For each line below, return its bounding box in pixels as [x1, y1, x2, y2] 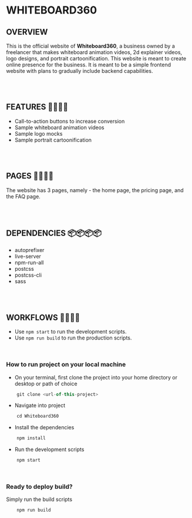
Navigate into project [14, 402, 66, 409]
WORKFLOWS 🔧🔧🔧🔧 [6, 312, 80, 322]
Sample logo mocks [14, 130, 63, 137]
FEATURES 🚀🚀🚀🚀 [6, 102, 69, 112]
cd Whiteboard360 [16, 413, 59, 419]
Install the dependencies [14, 424, 75, 431]
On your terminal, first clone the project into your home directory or [14, 374, 178, 381]
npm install [16, 435, 46, 441]
